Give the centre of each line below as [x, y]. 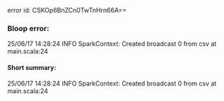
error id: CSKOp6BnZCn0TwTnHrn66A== [67, 10]
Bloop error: [28, 28]
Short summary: [32, 67]
